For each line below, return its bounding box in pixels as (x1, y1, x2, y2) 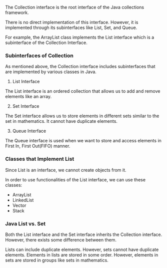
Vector (12, 202, 26, 208)
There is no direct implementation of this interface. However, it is (5, 20, 138, 25)
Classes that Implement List (5, 155, 74, 162)
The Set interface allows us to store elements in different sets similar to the (5, 113, 159, 119)
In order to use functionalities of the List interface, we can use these (5, 176, 146, 182)
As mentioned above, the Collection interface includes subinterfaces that (5, 64, 156, 70)
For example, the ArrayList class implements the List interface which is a (5, 35, 154, 40)
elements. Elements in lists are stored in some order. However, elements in (5, 251, 158, 257)
